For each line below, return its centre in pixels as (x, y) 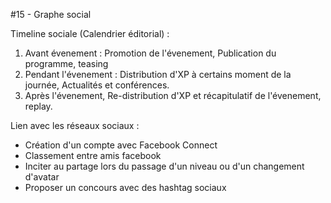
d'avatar (42, 177)
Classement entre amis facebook (93, 155)
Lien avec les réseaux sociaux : (75, 125)
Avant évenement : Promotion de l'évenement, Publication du (150, 53)
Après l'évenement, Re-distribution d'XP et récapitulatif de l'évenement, (173, 95)
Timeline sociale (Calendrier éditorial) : (90, 33)
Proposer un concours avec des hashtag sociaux (125, 187)
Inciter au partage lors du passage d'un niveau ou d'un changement (164, 166)
